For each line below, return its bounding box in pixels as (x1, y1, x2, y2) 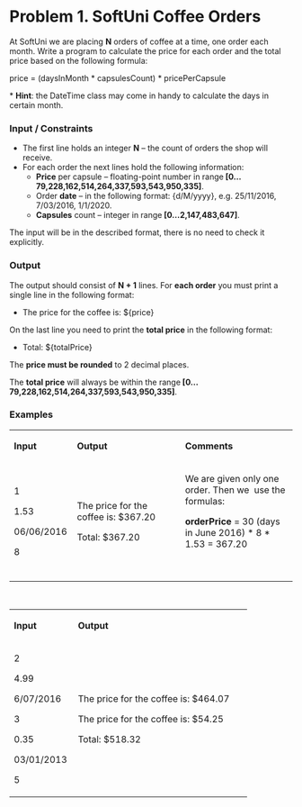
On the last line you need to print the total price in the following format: (9, 324, 272, 335)
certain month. (9, 99, 64, 110)
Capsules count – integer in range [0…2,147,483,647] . (35, 210, 240, 221)
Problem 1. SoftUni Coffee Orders (9, 6, 262, 27)
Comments (184, 440, 234, 452)
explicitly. (9, 237, 45, 248)
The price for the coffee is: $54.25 (77, 712, 225, 725)
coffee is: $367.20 (76, 511, 155, 523)
